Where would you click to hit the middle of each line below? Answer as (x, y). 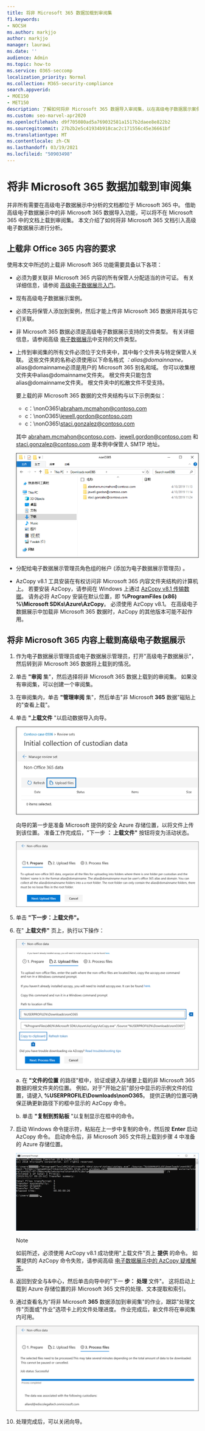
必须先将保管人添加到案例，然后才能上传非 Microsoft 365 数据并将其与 (104, 311)
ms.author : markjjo (32, 32)
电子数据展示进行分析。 (36, 228)
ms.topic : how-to (29, 64)
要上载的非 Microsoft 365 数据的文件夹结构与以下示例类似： (91, 395)
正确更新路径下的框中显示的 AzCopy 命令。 (75, 1103)
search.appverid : (29, 90)
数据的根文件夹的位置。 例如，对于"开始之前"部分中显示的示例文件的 (102, 1088)
